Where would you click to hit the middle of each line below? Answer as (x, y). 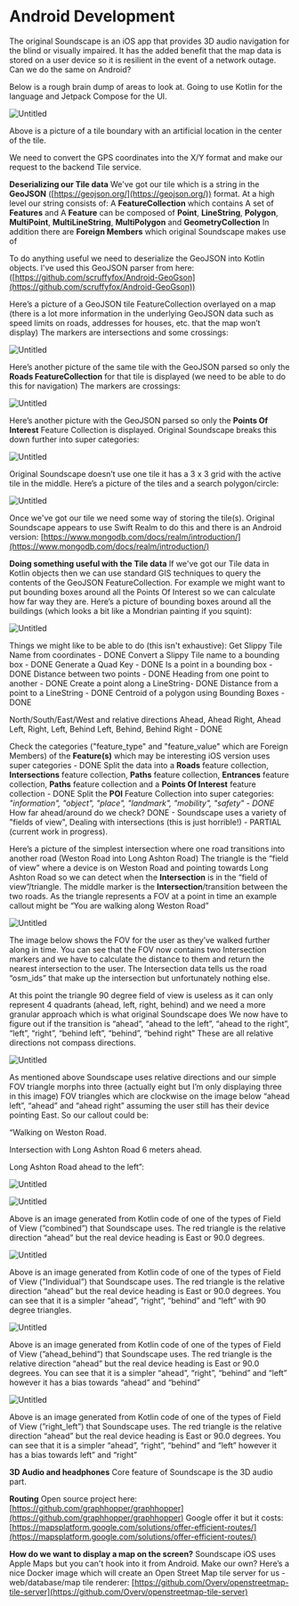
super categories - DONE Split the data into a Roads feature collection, (139, 765)
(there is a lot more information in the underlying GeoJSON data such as (141, 313)
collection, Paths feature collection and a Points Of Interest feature (133, 784)
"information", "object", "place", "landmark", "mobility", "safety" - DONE (142, 803)
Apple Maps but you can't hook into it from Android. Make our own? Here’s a (149, 1563)
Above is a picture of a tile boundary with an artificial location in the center (145, 130)
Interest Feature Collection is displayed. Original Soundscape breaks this (143, 430)
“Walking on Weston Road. (58, 1132)
